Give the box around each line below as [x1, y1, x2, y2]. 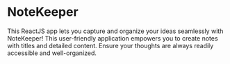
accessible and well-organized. [7, 49, 97, 57]
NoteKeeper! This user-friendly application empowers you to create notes [7, 34, 218, 42]
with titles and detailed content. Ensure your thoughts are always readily [7, 41, 214, 50]
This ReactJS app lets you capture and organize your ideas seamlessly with [7, 27, 224, 35]
